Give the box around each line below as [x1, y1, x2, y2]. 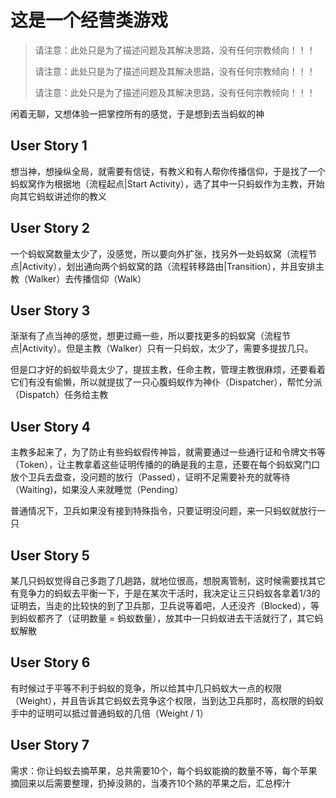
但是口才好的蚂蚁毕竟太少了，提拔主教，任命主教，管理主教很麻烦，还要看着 [10, 364, 326, 376]
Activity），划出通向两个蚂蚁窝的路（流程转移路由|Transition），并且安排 [21, 260, 316, 272]
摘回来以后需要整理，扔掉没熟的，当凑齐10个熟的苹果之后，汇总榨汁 [10, 777, 292, 789]
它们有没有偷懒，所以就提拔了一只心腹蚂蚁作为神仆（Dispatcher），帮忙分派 [10, 376, 323, 388]
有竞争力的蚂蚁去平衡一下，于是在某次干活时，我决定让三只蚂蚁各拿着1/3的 [10, 587, 321, 599]
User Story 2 [10, 220, 91, 237]
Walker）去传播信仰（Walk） [27, 272, 147, 285]
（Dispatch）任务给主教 [10, 389, 109, 401]
